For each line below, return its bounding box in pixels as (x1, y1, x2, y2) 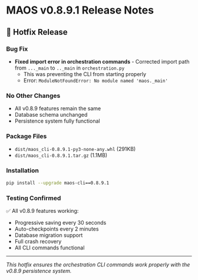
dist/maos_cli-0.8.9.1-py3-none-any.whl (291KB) (14, 146, 136, 153)
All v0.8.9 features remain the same (14, 105, 101, 112)
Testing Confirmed (6, 194, 61, 202)
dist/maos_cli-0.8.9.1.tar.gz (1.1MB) (14, 151, 108, 159)
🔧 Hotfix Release (6, 27, 68, 37)
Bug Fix (6, 45, 28, 53)
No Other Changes (6, 91, 61, 100)
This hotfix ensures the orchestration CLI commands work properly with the (6, 261, 190, 268)
